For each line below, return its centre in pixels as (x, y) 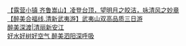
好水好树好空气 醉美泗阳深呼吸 (51, 36)
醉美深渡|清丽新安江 (36, 27)
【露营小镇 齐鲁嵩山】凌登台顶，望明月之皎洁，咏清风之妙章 (93, 10)
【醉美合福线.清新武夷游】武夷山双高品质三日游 (75, 19)
